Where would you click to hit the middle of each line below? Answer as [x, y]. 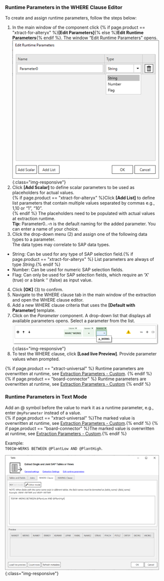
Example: [14, 443]
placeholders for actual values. [43, 192]
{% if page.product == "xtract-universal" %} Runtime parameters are [74, 369]
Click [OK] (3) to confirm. [38, 289]
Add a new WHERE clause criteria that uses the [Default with [74, 305]
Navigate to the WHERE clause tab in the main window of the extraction [84, 295]
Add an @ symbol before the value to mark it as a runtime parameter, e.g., [79, 407]
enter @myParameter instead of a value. [43, 413]
